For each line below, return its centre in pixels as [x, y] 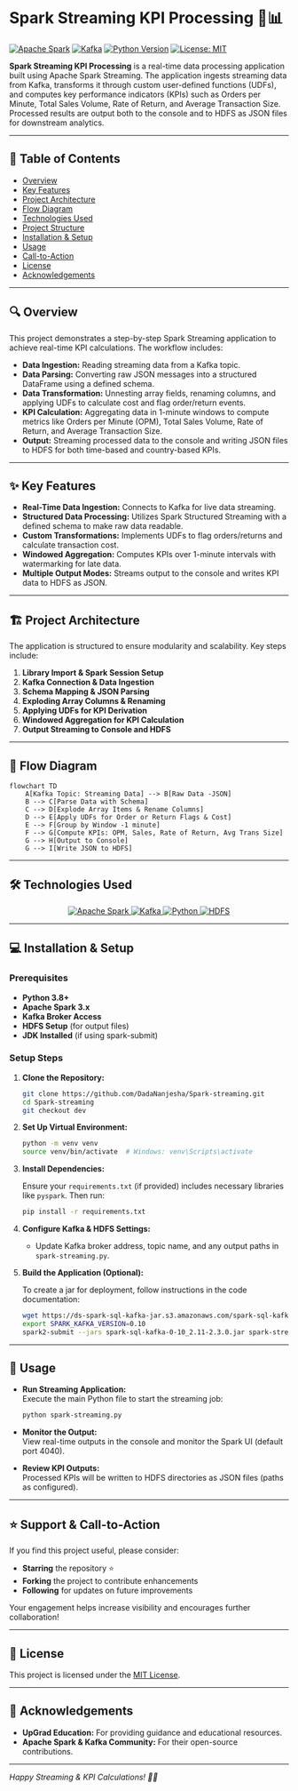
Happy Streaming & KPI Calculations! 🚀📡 [83, 1777]
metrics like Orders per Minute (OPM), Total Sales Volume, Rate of [143, 421]
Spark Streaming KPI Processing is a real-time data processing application [147, 66]
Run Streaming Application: [74, 1389]
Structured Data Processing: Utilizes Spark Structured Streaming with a [154, 516]
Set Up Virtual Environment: [74, 1127]
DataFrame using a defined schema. [88, 383]
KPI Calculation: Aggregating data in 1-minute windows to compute [145, 412]
